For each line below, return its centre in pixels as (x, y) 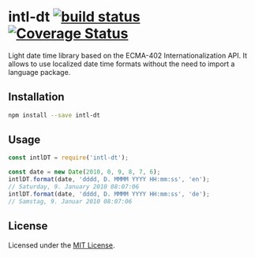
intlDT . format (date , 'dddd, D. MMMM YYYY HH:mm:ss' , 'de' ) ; (109, 194)
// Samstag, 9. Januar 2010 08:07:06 (70, 201)
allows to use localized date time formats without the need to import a (122, 64)
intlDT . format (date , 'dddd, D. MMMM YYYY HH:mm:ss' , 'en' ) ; (109, 180)
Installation (36, 97)
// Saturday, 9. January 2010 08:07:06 (74, 187)
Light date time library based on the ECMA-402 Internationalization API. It (127, 55)
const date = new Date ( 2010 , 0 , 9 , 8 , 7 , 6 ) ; (84, 172)
